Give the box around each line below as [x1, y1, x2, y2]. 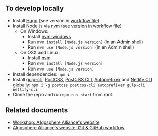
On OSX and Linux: [20, 49, 60, 55]
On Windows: [20, 28, 49, 34]
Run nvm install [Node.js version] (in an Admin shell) [27, 39, 143, 45]
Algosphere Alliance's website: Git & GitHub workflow [12, 124, 125, 130]
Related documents [5, 106, 68, 115]
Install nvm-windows [27, 33, 71, 39]
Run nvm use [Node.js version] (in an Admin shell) [27, 44, 134, 50]
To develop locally [5, 4, 64, 13]
